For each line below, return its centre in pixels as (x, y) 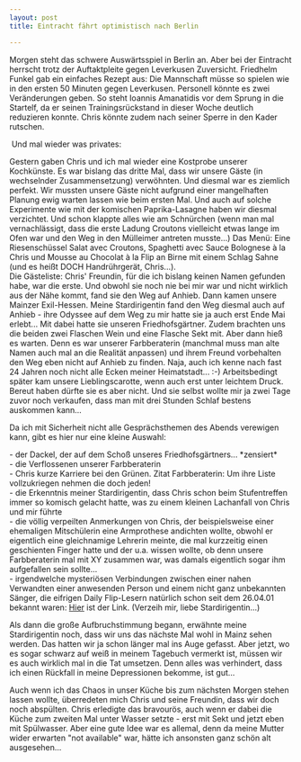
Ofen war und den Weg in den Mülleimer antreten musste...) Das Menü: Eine (150, 238)
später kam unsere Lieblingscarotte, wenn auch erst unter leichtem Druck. (146, 381)
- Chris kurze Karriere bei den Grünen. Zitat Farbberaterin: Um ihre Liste (142, 473)
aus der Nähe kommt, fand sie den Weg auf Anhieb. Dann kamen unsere (143, 295)
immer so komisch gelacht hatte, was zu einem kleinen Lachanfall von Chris (150, 502)
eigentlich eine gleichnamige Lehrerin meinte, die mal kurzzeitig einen (138, 540)
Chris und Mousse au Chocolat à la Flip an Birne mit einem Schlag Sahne (144, 256)
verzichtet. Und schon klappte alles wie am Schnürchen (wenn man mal (142, 219)
